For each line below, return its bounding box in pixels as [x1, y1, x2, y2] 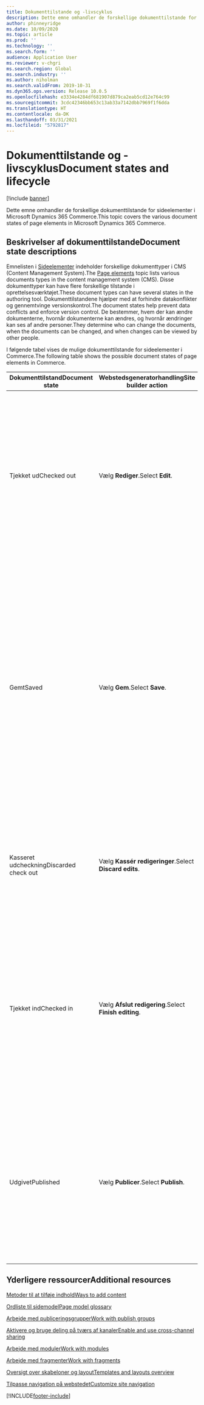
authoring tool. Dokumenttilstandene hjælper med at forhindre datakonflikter [6, 295, 197, 302]
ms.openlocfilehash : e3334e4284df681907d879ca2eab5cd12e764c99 [6, 94, 170, 100]
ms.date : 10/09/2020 [6, 26, 59, 32]
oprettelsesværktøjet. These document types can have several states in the [6, 288, 194, 296]
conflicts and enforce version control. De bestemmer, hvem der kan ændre [6, 308, 193, 315]
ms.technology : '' [6, 43, 53, 49]
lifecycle [6, 174, 50, 188]
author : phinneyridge [6, 20, 61, 26]
